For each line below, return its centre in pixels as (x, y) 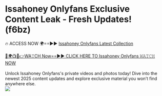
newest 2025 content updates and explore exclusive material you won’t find (81, 78)
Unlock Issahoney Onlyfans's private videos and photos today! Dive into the (81, 73)
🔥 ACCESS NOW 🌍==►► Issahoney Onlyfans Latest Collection (69, 43)
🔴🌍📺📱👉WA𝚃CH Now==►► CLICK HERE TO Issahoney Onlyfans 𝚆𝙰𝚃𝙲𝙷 (80, 56)
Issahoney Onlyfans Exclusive (68, 9)
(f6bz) (18, 30)
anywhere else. (20, 83)
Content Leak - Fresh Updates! (68, 19)
